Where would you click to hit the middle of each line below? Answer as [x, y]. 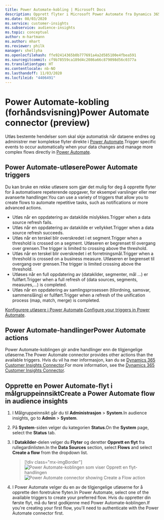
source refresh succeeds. [38, 232]
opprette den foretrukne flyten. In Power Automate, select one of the [80, 493]
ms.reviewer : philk [25, 46]
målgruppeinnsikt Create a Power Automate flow [80, 394]
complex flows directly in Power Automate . [48, 152]
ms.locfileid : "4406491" [30, 78]
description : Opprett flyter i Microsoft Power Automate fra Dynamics [78, 14]
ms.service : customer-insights [37, 23]
